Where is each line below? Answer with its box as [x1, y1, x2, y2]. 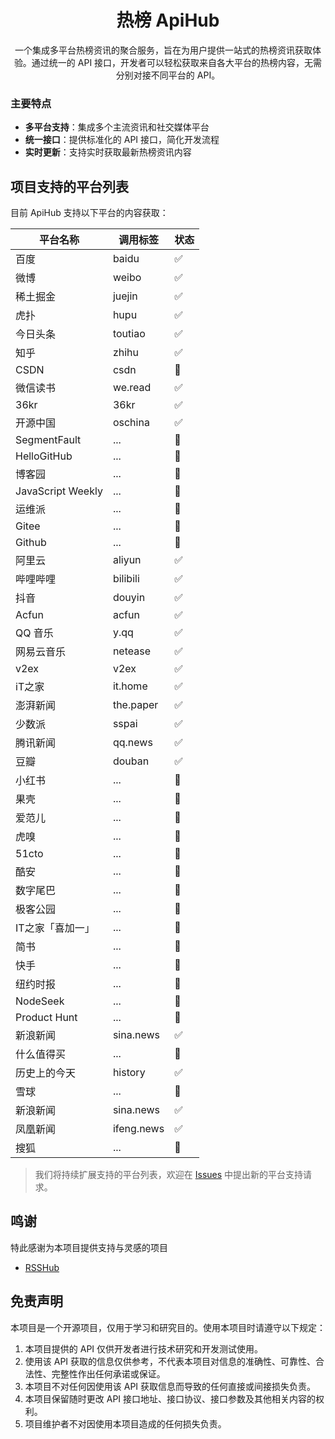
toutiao [112, 327, 146, 341]
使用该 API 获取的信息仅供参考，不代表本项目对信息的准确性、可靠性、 [24, 1355, 317, 1367]
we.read [112, 381, 152, 395]
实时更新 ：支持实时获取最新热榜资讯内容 [24, 146, 192, 158]
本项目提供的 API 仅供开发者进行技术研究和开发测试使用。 [24, 1342, 264, 1355]
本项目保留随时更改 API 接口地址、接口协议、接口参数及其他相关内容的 [24, 1392, 317, 1405]
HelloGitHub [15, 449, 73, 463]
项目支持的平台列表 [10, 178, 129, 195]
